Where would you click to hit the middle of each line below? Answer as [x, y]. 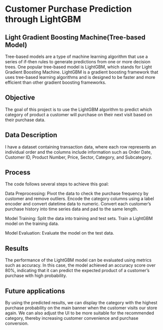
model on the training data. [32, 224]
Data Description [31, 135]
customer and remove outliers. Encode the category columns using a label [80, 199]
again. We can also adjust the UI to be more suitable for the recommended [80, 313]
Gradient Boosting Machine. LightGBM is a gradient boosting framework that [82, 72]
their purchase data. [25, 120]
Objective [20, 98]
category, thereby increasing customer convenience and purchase [72, 318]
